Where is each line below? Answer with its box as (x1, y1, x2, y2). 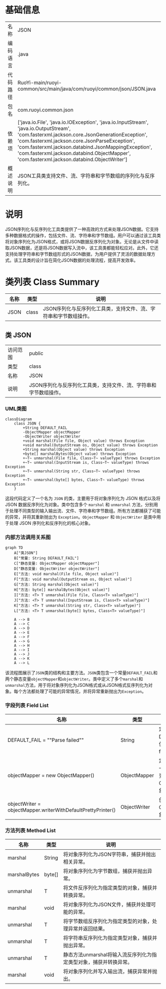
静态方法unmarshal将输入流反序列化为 (63, 951, 152, 958)
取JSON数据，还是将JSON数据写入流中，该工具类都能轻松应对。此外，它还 (5, 245, 159, 251)
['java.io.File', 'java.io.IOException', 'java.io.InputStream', (17, 118, 149, 125)
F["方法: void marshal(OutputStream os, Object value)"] (14, 577, 132, 582)
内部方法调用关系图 (5, 534, 51, 541)
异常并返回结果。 (68, 925, 108, 932)
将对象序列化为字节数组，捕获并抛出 (63, 868, 147, 875)
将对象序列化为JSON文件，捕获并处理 (63, 901, 151, 908)
